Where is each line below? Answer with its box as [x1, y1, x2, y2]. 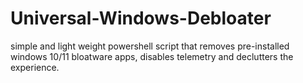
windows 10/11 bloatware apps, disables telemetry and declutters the [10, 50, 294, 62]
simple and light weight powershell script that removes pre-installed [10, 40, 290, 52]
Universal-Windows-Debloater [10, 7, 272, 30]
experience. [10, 61, 60, 73]
